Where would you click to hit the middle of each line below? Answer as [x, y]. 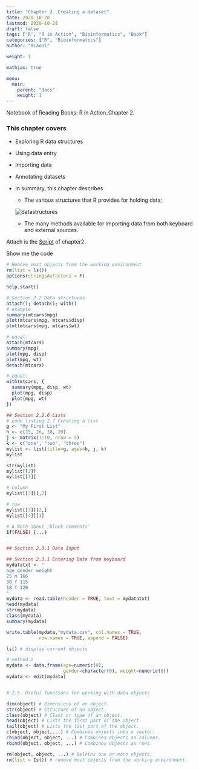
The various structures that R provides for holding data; [93, 200]
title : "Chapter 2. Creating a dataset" [58, 12]
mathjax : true [24, 67]
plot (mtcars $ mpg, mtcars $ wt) [43, 326]
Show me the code [30, 254]
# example [19, 309]
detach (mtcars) [25, 365]
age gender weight [29, 571]
